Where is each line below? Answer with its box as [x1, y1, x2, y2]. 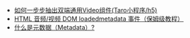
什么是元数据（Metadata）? [13, 23, 95, 31]
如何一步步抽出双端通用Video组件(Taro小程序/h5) [13, 6, 158, 14]
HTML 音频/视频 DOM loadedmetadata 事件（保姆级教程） [13, 15, 184, 23]
